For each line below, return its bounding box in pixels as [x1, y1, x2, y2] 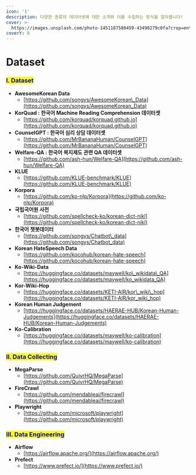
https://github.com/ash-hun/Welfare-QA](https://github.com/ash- [25, 155, 183, 162]
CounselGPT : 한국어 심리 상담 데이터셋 [14, 129, 106, 136]
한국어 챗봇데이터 [14, 225, 54, 233]
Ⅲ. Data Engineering [6, 430, 65, 438]
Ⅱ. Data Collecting [6, 353, 58, 361]
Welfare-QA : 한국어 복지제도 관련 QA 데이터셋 [14, 149, 122, 156]
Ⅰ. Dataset [6, 77, 34, 85]
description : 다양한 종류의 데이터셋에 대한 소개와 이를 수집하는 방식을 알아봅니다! [6, 14, 184, 20]
